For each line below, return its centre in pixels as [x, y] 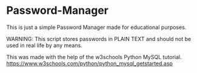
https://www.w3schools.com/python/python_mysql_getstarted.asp [89, 63]
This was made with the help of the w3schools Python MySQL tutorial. [94, 57]
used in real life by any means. [45, 45]
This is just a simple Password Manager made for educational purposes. [96, 27]
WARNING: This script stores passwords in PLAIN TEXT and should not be [99, 39]
